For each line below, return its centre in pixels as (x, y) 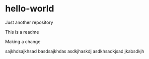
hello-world (30, 9)
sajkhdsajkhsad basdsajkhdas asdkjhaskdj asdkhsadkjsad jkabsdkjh (75, 51)
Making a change (23, 41)
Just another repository (29, 22)
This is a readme (22, 32)
